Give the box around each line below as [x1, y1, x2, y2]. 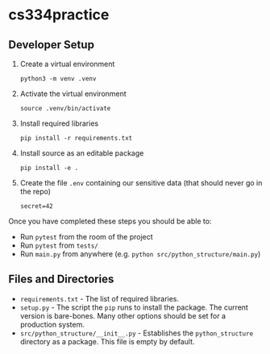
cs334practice [8, 6, 110, 24]
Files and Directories [8, 273, 114, 286]
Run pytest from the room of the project [19, 232, 153, 241]
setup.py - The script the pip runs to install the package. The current [19, 302, 248, 312]
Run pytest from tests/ [19, 240, 98, 250]
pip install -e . [19, 164, 79, 172]
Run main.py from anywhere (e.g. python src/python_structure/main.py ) [19, 249, 261, 259]
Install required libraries [19, 119, 99, 128]
